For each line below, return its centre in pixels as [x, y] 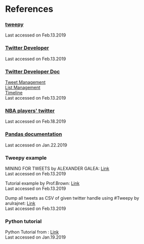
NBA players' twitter [30, 111]
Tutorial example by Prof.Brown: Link [42, 183]
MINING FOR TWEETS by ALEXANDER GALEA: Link [57, 168]
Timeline [14, 93]
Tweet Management [25, 82]
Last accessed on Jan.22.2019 [36, 145]
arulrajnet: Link [20, 203]
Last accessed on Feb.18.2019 [36, 121]
